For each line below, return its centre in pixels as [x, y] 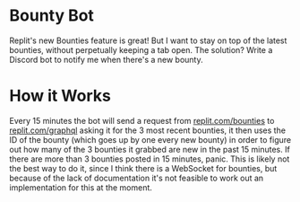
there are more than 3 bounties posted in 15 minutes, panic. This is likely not [150, 159]
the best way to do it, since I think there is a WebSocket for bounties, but [143, 168]
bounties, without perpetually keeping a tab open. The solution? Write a [141, 49]
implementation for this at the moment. [81, 187]
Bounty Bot [51, 16]
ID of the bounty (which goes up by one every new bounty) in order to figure [150, 139]
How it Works [60, 96]
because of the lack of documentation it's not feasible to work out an [137, 178]
